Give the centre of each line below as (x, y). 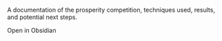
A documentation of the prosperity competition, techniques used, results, (111, 10)
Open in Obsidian (32, 30)
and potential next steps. (42, 17)
